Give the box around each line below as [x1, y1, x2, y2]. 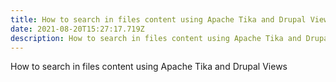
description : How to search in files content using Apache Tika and [10, 33, 302, 43]
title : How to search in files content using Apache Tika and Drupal [10, 14, 307, 25]
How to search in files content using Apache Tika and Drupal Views [10, 61, 288, 73]
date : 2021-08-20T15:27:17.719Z [10, 24, 145, 34]
